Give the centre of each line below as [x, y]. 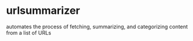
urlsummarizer [43, 11]
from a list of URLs [29, 32]
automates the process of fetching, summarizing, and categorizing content [97, 27]
